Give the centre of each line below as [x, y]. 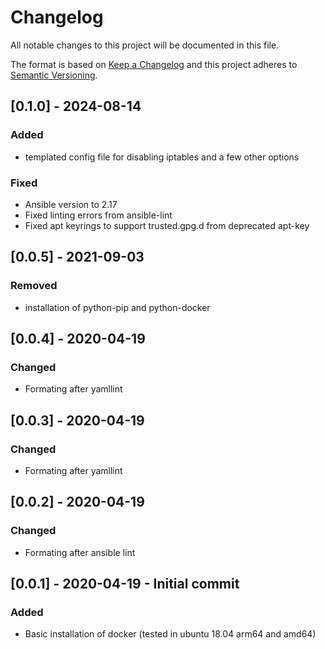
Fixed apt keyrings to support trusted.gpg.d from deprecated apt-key [167, 225]
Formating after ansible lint [80, 552]
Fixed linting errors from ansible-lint [98, 215]
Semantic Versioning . [54, 75]
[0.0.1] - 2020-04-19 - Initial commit [125, 584]
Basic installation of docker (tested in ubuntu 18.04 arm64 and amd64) [170, 634]
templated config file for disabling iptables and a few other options [162, 157]
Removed [34, 286]
